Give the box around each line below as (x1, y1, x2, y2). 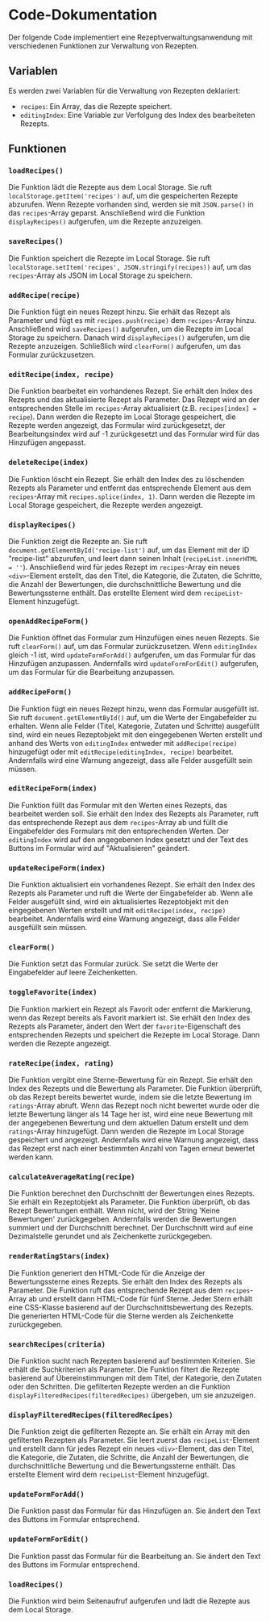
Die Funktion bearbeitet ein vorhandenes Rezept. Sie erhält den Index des (8, 386, 253, 396)
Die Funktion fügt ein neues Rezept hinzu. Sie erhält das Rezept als (8, 307, 231, 316)
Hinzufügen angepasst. (8, 438, 86, 447)
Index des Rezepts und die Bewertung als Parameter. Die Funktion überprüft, (8, 1083, 263, 1093)
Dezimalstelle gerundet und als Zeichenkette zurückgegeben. (8, 1231, 213, 1241)
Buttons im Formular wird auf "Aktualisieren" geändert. (8, 843, 190, 853)
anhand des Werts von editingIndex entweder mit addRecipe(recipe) (8, 738, 238, 748)
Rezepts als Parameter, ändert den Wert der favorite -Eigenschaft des (8, 1021, 242, 1031)
